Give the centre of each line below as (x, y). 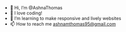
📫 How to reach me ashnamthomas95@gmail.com (63, 24)
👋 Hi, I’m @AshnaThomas (36, 8)
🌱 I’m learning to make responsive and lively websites (66, 18)
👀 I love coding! (26, 13)
